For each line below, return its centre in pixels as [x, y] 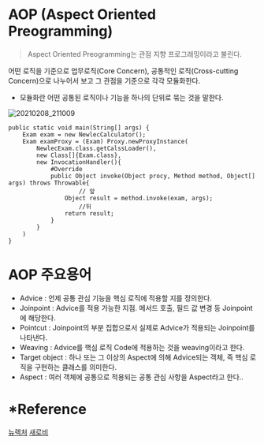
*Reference [47, 410]
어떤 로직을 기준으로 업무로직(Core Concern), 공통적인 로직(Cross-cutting [123, 71]
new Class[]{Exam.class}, [79, 155]
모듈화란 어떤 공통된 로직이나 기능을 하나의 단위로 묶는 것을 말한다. [121, 97]
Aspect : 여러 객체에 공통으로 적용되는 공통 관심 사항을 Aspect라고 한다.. [132, 377]
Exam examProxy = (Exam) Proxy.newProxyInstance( [106, 141]
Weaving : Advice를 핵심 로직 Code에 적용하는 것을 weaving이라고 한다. [132, 347]
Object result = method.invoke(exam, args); [139, 198]
